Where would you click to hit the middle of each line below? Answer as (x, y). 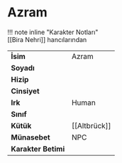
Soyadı (23, 68)
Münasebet (31, 137)
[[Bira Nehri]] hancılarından (47, 39)
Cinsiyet (26, 91)
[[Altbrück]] (91, 125)
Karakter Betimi (38, 149)
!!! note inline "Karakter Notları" (53, 32)
